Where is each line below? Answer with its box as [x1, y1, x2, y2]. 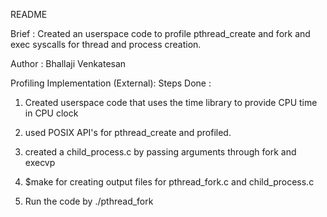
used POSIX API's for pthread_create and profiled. [24, 127, 232, 138]
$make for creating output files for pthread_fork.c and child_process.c [24, 176, 315, 188]
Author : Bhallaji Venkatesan [10, 58, 127, 69]
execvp [24, 157, 56, 168]
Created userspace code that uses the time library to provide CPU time [24, 97, 318, 108]
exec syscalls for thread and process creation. [10, 39, 202, 50]
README [10, 9, 48, 20]
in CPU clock [24, 107, 79, 119]
